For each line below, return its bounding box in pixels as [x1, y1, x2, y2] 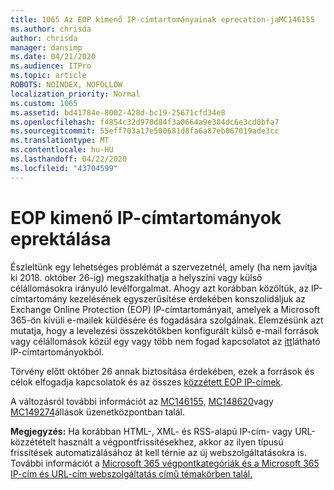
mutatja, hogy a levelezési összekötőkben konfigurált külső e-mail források [10, 324, 320, 336]
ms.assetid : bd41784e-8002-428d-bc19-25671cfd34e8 [10, 107, 226, 118]
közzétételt [10, 436, 57, 448]
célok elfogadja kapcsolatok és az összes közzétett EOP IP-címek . [10, 376, 284, 388]
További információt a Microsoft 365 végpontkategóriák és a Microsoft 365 [10, 457, 320, 469]
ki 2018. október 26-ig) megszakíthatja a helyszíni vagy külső [10, 271, 263, 283]
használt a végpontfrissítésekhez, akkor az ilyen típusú [58, 436, 284, 448]
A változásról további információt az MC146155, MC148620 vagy [10, 395, 274, 407]
